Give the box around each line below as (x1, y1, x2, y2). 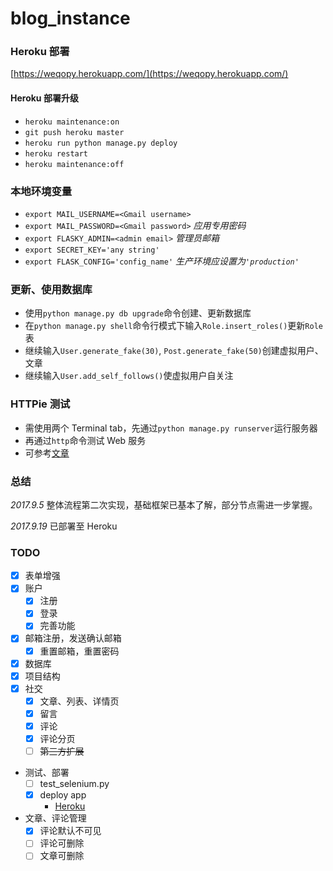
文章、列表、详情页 (39, 695, 120, 707)
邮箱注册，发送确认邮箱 (24, 632, 122, 644)
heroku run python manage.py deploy (24, 138, 178, 148)
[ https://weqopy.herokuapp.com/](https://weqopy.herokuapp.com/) (10, 68, 289, 80)
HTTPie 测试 (10, 397, 71, 411)
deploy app (39, 789, 87, 801)
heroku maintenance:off (24, 159, 125, 169)
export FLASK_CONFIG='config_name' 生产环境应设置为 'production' (24, 255, 300, 267)
